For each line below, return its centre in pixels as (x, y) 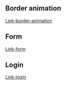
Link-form (15, 49)
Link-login (16, 77)
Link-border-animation (29, 20)
